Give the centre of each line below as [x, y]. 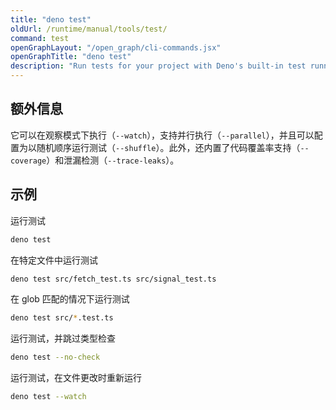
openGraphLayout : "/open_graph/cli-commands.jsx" [116, 47]
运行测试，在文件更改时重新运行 [76, 378]
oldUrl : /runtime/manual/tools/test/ [89, 29]
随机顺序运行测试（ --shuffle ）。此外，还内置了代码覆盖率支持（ [168, 147]
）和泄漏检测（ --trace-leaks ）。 [113, 160]
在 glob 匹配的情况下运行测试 [70, 299]
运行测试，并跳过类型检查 [63, 338]
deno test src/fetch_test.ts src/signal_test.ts [113, 279]
